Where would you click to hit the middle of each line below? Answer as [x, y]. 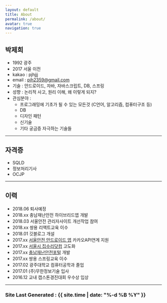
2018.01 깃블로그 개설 [33, 233]
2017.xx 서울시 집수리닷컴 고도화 [44, 246]
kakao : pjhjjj [25, 74]
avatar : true [19, 24]
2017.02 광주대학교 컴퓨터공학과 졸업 [48, 265]
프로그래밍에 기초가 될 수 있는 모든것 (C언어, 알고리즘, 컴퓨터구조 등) [86, 104]
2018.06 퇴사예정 [29, 209]
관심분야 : [22, 98]
